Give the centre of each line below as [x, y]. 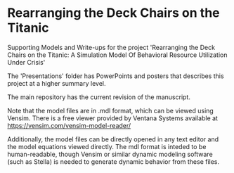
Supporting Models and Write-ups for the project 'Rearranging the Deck [111, 47]
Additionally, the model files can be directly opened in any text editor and [113, 139]
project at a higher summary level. [57, 83]
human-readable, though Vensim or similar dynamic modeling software [110, 154]
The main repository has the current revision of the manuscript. [99, 97]
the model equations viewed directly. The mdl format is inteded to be [107, 146]
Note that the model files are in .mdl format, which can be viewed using [111, 110]
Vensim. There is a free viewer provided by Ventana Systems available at [112, 118]
